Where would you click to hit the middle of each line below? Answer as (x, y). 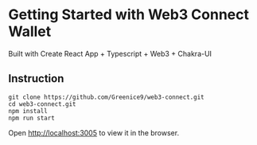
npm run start (32, 118)
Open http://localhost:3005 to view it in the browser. (94, 132)
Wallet (30, 31)
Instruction (36, 78)
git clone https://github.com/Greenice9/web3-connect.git (106, 97)
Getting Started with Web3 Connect (128, 15)
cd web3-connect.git (43, 104)
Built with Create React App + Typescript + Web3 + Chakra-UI (110, 53)
